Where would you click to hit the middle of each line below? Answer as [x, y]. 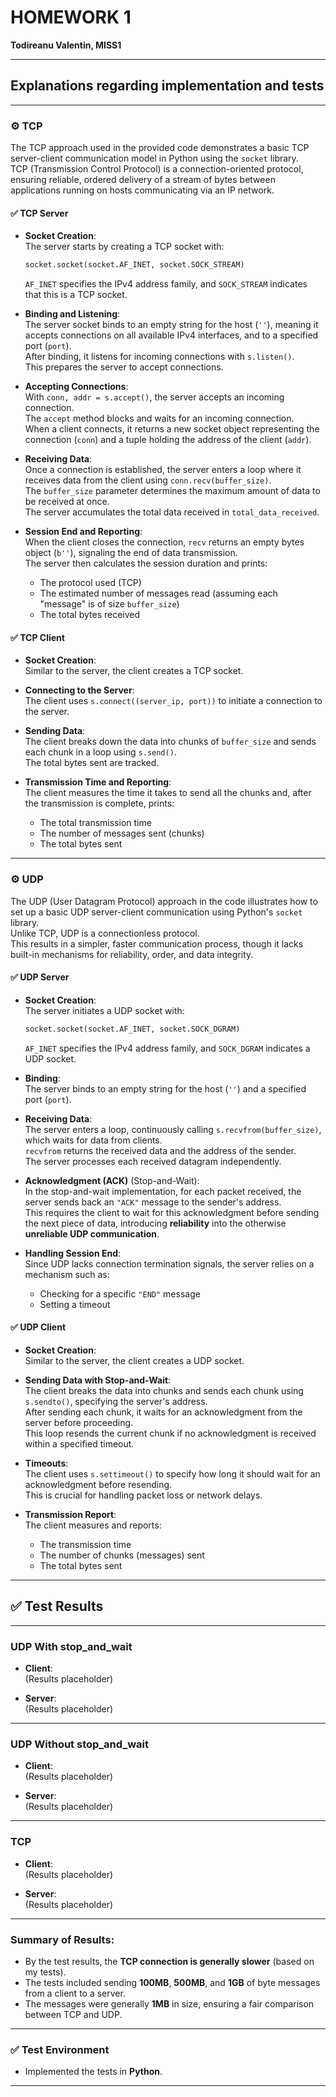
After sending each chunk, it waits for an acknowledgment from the [163, 1412]
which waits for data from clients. [93, 1140]
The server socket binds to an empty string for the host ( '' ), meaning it [171, 325]
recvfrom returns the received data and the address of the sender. [160, 1150]
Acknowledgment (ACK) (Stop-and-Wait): [112, 1180]
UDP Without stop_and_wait [79, 1744]
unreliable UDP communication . [92, 1233]
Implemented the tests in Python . [93, 2072]
